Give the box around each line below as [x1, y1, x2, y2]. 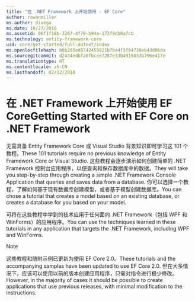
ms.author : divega [6, 20, 52, 25]
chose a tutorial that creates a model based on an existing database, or [6, 193, 180, 200]
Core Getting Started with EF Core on [6, 110, 189, 123]
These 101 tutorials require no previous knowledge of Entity [21, 150, 167, 157]
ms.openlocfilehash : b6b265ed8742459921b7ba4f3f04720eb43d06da [6, 47, 166, 53]
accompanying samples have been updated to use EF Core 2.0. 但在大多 [6, 262, 183, 270]
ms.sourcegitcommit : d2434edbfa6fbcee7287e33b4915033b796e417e [6, 53, 166, 59]
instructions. [6, 289, 37, 296]
